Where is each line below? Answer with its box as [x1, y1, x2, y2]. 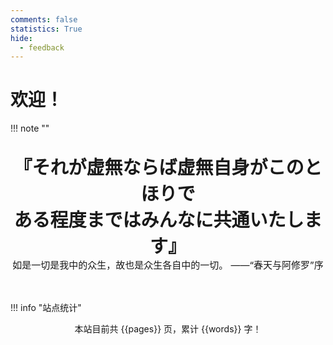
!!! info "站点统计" [10, 302, 82, 314]
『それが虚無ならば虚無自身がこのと [13, 156, 323, 180]
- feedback [19, 42, 65, 53]
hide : [10, 33, 33, 43]
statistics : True [10, 24, 83, 34]
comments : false [10, 14, 78, 25]
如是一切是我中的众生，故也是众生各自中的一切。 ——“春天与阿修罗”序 [12, 259, 324, 272]
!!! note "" [10, 122, 50, 135]
